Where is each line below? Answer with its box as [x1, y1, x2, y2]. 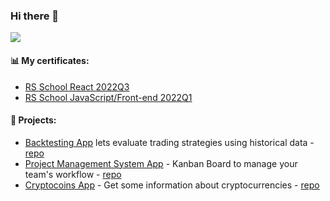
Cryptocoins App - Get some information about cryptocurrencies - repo [24, 179, 320, 191]
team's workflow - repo [24, 168, 122, 180]
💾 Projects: [10, 114, 57, 126]
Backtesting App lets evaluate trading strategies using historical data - [24, 136, 315, 148]
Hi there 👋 [10, 9, 60, 23]
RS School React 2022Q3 [24, 80, 130, 93]
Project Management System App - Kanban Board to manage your [24, 157, 298, 169]
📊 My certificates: [10, 54, 90, 66]
